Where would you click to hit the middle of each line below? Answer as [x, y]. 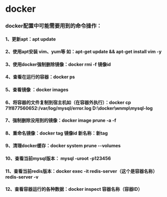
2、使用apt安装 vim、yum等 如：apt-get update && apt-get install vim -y [83, 52]
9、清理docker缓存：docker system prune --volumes [63, 146]
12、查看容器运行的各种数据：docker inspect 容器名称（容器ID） [74, 189]
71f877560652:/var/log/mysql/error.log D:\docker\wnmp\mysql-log [79, 108]
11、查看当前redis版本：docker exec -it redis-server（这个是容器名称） [81, 171]
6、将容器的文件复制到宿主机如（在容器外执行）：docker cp [68, 102]
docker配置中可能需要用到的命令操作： [54, 26]
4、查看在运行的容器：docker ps [40, 77]
